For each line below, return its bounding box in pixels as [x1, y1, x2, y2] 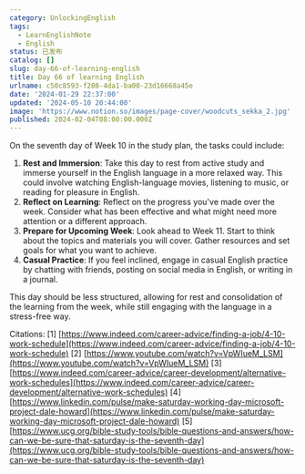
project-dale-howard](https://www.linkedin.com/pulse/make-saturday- [9, 407, 275, 417]
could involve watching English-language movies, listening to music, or [22, 177, 290, 188]
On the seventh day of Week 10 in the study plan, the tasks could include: [9, 140, 285, 151]
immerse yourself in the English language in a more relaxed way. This [22, 168, 283, 179]
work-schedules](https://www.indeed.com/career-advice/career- [9, 377, 255, 388]
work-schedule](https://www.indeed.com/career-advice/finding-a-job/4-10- [9, 338, 296, 349]
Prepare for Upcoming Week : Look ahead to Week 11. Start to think [22, 225, 276, 237]
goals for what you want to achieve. [22, 245, 158, 256]
